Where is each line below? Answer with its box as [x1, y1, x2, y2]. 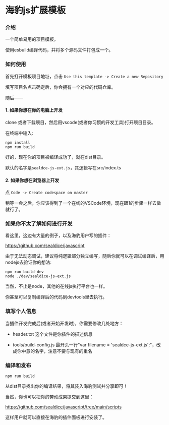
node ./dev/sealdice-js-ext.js [5, 274, 71, 279]
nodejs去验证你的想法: [5, 259, 52, 265]
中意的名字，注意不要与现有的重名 [21, 348, 92, 354]
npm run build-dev [5, 269, 44, 275]
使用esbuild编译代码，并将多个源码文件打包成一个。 [5, 47, 114, 53]
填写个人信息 [5, 308, 37, 315]
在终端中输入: [5, 130, 34, 136]
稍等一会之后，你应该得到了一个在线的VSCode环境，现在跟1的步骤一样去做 [5, 200, 161, 206]
